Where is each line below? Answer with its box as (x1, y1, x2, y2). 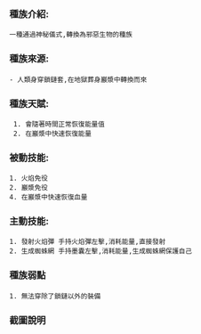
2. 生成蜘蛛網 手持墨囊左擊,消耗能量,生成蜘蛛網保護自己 (9, 247, 193, 256)
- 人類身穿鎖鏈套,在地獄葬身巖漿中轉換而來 (9, 75, 148, 84)
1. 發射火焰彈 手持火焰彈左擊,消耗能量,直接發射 (9, 238, 166, 247)
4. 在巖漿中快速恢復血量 (9, 193, 88, 202)
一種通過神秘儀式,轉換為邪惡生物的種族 (9, 30, 133, 39)
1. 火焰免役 (9, 174, 49, 183)
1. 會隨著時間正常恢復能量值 (12, 119, 105, 128)
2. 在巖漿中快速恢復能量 (12, 129, 92, 138)
